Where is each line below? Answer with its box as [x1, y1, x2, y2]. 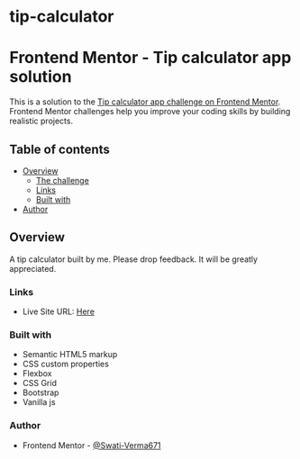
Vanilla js [22, 397, 56, 408]
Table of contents [9, 141, 110, 157]
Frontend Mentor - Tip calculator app [9, 48, 292, 68]
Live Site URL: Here [22, 306, 95, 317]
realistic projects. [9, 115, 74, 127]
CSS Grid [22, 378, 57, 389]
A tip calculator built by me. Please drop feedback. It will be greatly [9, 254, 259, 265]
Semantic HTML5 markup [22, 349, 118, 360]
